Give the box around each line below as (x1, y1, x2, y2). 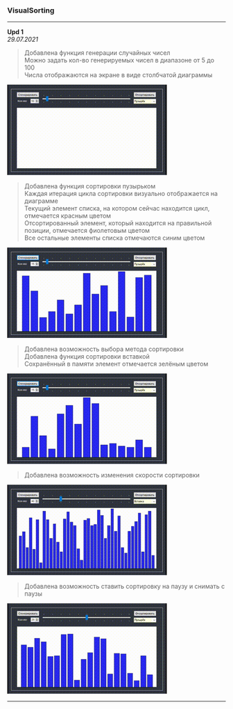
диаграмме (24, 197, 59, 205)
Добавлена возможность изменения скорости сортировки (24, 471, 200, 480)
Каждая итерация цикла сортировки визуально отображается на (24, 190, 218, 198)
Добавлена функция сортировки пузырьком (24, 182, 156, 190)
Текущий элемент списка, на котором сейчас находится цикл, (24, 204, 210, 213)
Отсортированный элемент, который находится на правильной (24, 219, 212, 227)
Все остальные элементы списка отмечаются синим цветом (24, 234, 205, 242)
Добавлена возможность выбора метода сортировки (24, 345, 184, 353)
